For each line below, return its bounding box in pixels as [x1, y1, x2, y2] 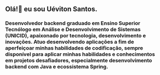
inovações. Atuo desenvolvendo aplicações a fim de [5, 38, 135, 45]
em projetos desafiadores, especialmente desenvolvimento [5, 57, 153, 64]
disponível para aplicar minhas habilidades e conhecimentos [5, 51, 156, 58]
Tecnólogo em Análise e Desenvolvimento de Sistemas [5, 26, 141, 33]
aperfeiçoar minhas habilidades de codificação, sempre [5, 45, 144, 52]
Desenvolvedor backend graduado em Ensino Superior [5, 20, 141, 27]
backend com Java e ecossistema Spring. [5, 63, 109, 70]
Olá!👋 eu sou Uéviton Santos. [5, 5, 98, 13]
